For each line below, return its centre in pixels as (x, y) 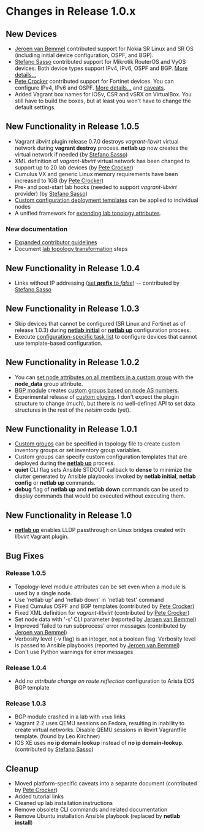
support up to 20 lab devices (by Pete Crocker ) (74, 168)
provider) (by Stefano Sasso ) (51, 193)
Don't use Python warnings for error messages (74, 652)
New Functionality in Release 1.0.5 (73, 127)
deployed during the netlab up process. (65, 463)
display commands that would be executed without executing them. (100, 496)
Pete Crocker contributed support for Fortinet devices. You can (94, 81)
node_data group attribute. (49, 383)
